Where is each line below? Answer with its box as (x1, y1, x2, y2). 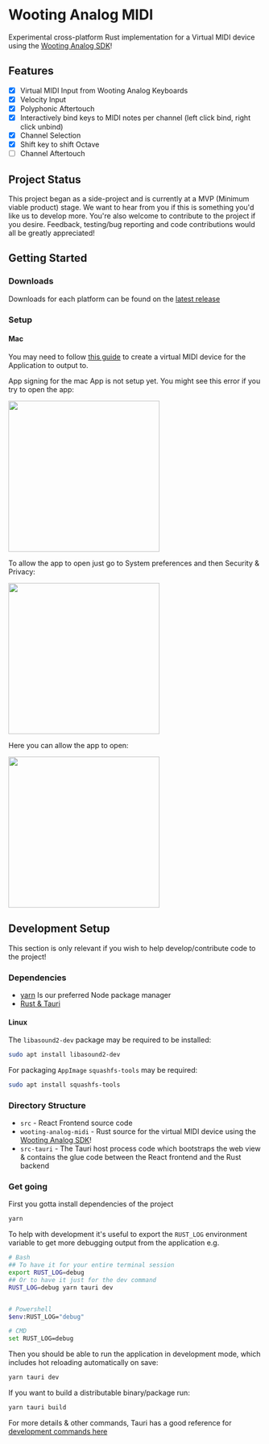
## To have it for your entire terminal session (8, 1261, 175, 1269)
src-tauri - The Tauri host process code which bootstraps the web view (19, 1144, 261, 1153)
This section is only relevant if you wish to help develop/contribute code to (8, 943, 256, 953)
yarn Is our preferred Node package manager (19, 990, 172, 999)
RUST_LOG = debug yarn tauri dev (8, 1283, 114, 1292)
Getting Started (8, 251, 88, 265)
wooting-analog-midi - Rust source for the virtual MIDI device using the (19, 1127, 256, 1136)
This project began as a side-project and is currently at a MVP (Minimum (8, 194, 250, 203)
